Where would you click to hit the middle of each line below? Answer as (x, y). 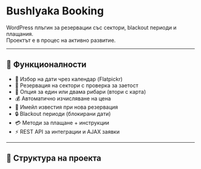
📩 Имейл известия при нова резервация (66, 107)
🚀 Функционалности (46, 65)
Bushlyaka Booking (55, 11)
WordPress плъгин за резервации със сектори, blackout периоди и (92, 27)
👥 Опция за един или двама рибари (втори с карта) (80, 91)
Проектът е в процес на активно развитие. (61, 40)
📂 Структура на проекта (54, 159)
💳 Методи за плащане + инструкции (62, 122)
